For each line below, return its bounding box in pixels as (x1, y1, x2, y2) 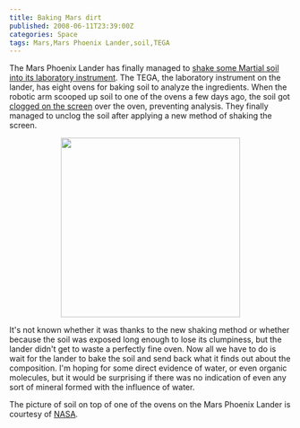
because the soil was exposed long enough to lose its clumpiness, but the (9, 334, 282, 345)
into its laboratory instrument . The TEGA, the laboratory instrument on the (9, 73, 281, 83)
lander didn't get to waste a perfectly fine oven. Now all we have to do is (9, 344, 277, 354)
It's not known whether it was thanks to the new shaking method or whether (9, 325, 290, 336)
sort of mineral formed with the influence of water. (9, 382, 195, 393)
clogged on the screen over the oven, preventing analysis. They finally (9, 100, 269, 112)
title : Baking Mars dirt (9, 13, 102, 22)
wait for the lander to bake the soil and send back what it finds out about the (9, 354, 291, 364)
